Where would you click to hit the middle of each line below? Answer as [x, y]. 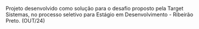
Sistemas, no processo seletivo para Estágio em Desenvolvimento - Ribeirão [99, 14]
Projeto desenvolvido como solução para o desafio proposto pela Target [94, 8]
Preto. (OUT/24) [25, 21]
